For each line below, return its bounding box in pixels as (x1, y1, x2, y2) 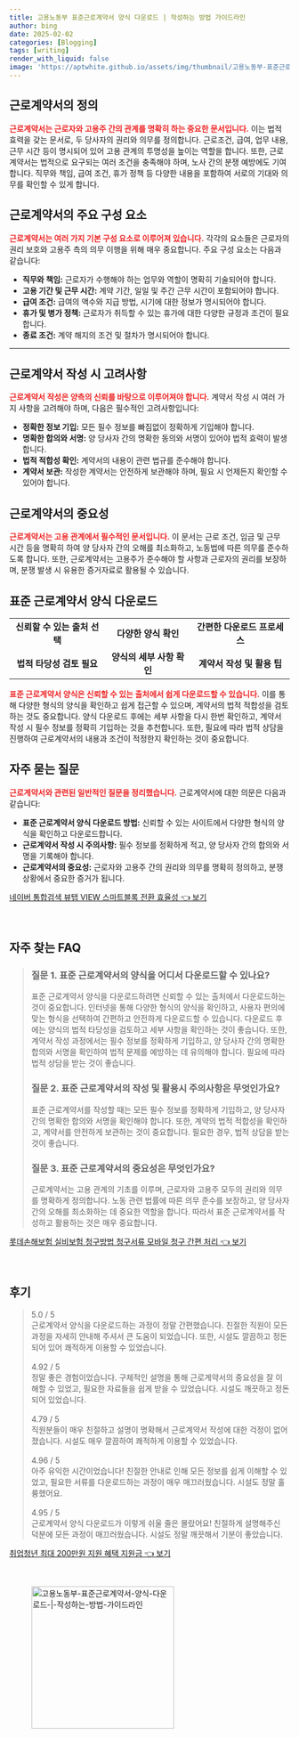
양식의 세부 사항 (110, 651, 174, 663)
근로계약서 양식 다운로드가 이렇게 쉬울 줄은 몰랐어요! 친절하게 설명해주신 (30, 1517, 281, 1528)
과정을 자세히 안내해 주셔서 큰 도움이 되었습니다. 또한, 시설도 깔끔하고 (30, 1330, 271, 1341)
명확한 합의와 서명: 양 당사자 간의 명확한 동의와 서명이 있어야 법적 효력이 (21, 433, 271, 443)
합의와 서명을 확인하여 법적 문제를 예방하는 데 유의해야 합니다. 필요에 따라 (30, 1047, 286, 1058)
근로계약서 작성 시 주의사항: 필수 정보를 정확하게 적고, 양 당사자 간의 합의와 (21, 839, 280, 850)
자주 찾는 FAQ (9, 940, 82, 955)
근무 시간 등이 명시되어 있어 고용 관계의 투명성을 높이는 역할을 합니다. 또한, (9, 145, 268, 156)
